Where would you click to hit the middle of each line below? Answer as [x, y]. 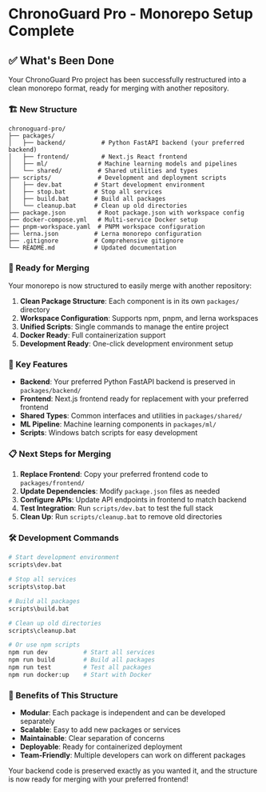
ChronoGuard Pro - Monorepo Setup [131, 14]
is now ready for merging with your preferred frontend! [99, 779]
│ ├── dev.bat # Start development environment [107, 185]
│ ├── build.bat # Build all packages [87, 199]
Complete [42, 31]
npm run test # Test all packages [80, 668]
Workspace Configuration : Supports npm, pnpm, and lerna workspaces [139, 318]
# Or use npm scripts [44, 645]
